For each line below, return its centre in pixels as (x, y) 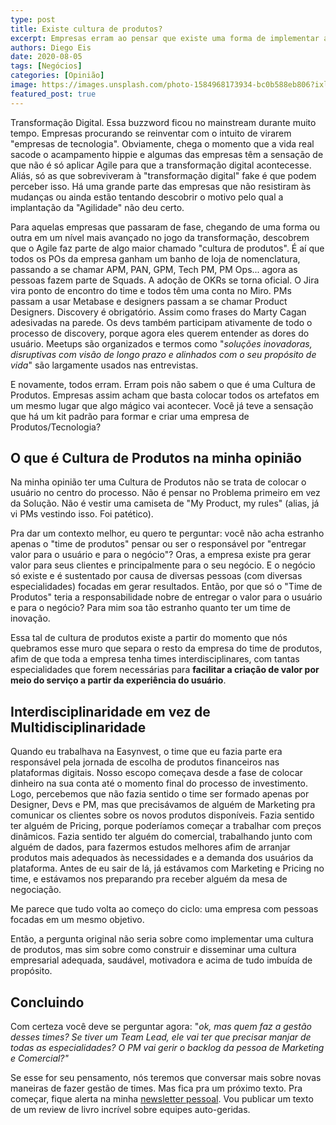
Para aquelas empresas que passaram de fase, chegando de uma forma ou (165, 227)
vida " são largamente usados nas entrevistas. (104, 365)
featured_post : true (53, 94)
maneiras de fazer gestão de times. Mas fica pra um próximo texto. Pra (156, 1088)
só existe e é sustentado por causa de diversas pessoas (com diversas (156, 576)
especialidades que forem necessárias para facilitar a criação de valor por (165, 670)
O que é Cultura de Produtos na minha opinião (156, 458)
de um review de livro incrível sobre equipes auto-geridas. (130, 1110)
